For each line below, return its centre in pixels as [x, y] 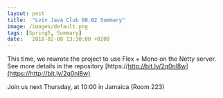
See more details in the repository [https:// [68, 66]
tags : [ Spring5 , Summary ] [44, 33]
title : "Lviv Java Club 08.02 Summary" [66, 20]
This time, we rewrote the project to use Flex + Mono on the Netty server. [112, 59]
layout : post [26, 13]
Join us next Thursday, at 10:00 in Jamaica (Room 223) [86, 87]
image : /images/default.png [48, 26]
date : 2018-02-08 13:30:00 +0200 [59, 39]
